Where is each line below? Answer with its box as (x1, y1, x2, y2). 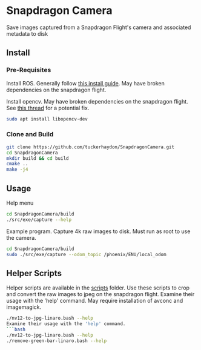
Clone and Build (6, 130, 54, 139)
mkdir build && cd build (6, 155, 69, 161)
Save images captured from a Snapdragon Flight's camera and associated (6, 24, 191, 31)
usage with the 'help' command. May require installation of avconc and (6, 297, 183, 305)
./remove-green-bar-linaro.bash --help (6, 337, 107, 344)
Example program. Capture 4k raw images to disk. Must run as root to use (6, 228, 191, 235)
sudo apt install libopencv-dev (6, 116, 88, 122)
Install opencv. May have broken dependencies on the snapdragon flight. (6, 97, 189, 105)
